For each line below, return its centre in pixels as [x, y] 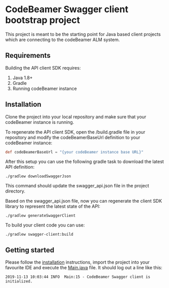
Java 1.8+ [23, 78]
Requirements [28, 56]
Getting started [30, 250]
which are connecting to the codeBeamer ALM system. [62, 40]
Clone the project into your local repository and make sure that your [76, 117]
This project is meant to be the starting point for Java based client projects [83, 34]
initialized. [19, 281]
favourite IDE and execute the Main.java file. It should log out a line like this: [84, 268]
